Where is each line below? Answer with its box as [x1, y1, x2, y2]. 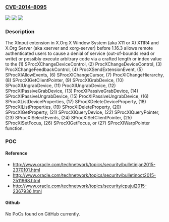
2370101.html [12, 167, 40, 173]
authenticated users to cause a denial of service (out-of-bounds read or [5, 50, 155, 56]
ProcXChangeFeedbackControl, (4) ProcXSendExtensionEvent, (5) [5, 66, 143, 72]
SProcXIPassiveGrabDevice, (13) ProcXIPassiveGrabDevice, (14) [5, 88, 139, 94]
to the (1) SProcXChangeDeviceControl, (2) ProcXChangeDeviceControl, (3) [5, 61, 162, 67]
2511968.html [12, 177, 40, 183]
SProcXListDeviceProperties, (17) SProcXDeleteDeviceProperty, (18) [5, 98, 146, 104]
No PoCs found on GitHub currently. [5, 210, 80, 217]
